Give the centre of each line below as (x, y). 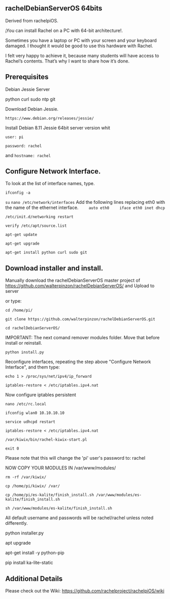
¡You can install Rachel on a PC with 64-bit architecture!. (64, 31)
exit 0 (12, 449)
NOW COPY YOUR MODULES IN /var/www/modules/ (61, 468)
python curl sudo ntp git (30, 99)
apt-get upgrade (22, 244)
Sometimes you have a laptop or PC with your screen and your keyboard (81, 40)
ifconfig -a (18, 193)
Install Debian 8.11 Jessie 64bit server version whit (58, 128)
